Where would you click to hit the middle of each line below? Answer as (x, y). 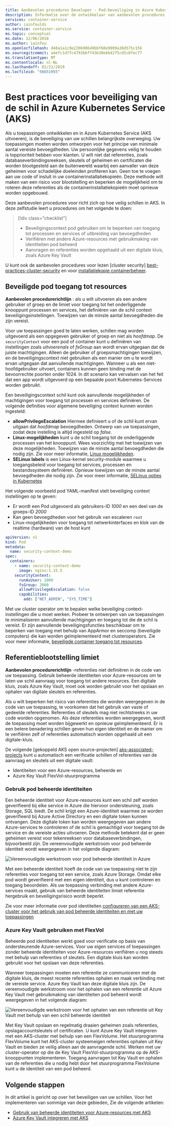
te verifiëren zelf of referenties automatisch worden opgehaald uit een (79, 734)
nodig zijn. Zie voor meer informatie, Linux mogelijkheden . (74, 454)
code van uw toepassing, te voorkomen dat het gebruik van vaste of (77, 707)
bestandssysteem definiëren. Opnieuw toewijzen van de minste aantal (86, 470)
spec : (11, 556)
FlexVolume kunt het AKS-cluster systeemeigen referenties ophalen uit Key (84, 1042)
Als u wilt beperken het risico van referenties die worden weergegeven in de (85, 701)
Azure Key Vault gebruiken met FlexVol (55, 930)
